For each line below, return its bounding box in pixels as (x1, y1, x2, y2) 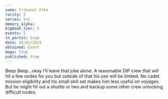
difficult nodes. (5, 89, 37, 95)
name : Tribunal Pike (5, 7, 49, 13)
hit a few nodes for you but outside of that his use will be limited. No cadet (5, 73, 160, 79)
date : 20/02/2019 (5, 40, 42, 45)
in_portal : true (5, 36, 39, 41)
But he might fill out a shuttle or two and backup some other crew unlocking (5, 84, 163, 90)
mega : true (5, 49, 28, 54)
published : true (5, 54, 39, 59)
